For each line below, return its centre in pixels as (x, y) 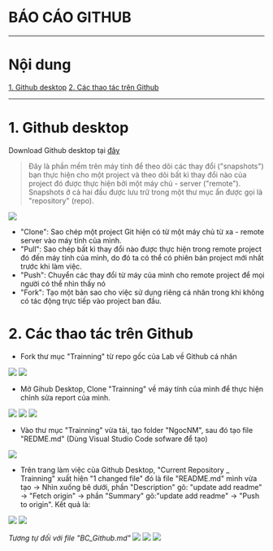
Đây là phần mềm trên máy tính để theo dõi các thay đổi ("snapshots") (146, 166)
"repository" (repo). (61, 200)
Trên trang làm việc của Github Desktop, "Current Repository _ (125, 470)
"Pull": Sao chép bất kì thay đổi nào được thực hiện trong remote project (141, 249)
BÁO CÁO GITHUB (70, 17)
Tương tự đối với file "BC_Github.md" (70, 538)
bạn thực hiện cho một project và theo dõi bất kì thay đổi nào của (137, 174)
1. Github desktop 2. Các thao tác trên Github (84, 87)
